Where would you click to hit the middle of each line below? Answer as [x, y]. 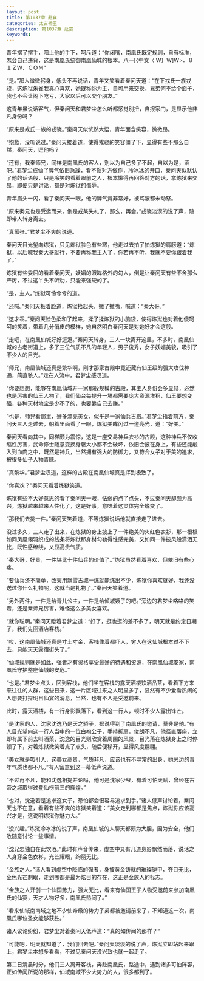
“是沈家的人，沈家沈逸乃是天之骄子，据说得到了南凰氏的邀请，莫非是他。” [98, 724]
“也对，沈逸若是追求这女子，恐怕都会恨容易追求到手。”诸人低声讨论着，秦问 [100, 801]
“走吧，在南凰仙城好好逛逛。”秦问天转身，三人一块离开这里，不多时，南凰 [98, 340]
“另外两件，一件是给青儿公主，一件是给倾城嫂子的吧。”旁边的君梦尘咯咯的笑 [100, 601]
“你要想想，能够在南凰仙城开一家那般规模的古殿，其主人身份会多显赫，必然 [101, 388]
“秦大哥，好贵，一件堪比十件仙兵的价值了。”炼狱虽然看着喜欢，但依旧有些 [98, 560]
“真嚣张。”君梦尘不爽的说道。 [42, 232]
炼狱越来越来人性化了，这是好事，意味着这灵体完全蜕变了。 [91, 506]
